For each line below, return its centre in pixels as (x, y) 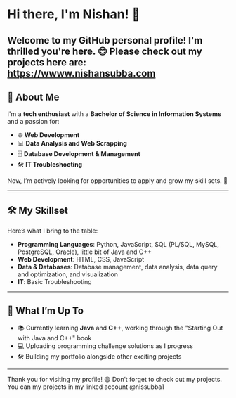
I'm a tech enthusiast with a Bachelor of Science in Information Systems (114, 114)
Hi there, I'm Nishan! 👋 (74, 14)
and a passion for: (33, 122)
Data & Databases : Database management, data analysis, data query (117, 267)
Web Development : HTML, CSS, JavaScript (81, 259)
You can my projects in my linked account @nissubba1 (86, 387)
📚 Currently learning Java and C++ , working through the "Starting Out (120, 328)
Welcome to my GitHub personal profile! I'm (105, 40)
